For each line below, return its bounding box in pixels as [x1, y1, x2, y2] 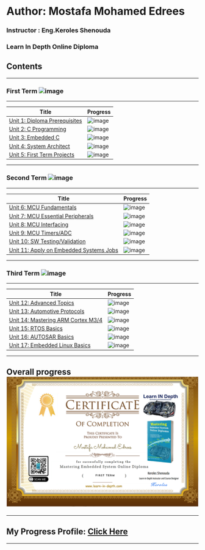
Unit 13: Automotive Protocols [9, 307, 85, 315]
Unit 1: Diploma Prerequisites [9, 117, 82, 124]
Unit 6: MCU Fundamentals [9, 204, 77, 211]
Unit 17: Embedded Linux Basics [9, 342, 91, 349]
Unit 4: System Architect [9, 142, 70, 150]
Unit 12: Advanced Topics [9, 299, 74, 307]
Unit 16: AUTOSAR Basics [9, 333, 74, 340]
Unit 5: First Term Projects [9, 151, 75, 158]
